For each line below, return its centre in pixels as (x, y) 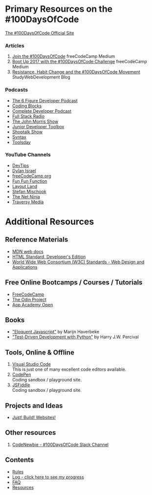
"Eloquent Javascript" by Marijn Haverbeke (56, 332)
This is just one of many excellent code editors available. (69, 369)
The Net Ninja (26, 196)
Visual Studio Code (32, 364)
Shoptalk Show (27, 132)
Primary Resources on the (59, 9)
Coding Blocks (27, 106)
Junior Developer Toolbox (38, 126)
